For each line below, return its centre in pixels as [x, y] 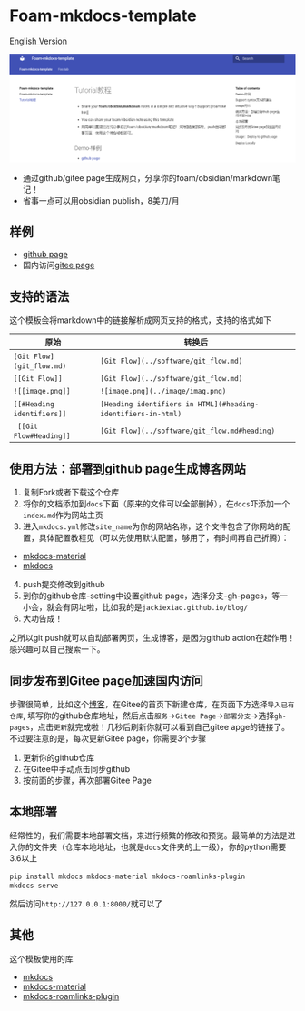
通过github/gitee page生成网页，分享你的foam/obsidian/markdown [148, 177]
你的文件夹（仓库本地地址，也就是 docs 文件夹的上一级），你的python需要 [152, 846]
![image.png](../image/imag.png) [163, 392]
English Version [39, 41]
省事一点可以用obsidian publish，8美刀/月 [101, 200]
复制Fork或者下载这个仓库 [71, 493]
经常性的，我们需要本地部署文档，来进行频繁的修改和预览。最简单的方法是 [148, 835]
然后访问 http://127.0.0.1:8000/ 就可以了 [86, 903]
